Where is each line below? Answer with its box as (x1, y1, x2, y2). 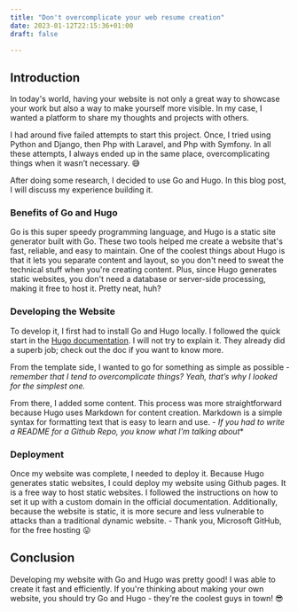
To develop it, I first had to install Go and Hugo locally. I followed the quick (10, 326, 281, 336)
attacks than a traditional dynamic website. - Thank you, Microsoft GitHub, (10, 515, 282, 526)
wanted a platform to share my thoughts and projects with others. (10, 113, 249, 123)
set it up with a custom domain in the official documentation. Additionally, (10, 497, 278, 507)
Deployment (10, 448, 65, 460)
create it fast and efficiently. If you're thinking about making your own (10, 583, 264, 594)
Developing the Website (10, 305, 116, 318)
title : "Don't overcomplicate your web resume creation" (10, 12, 225, 22)
